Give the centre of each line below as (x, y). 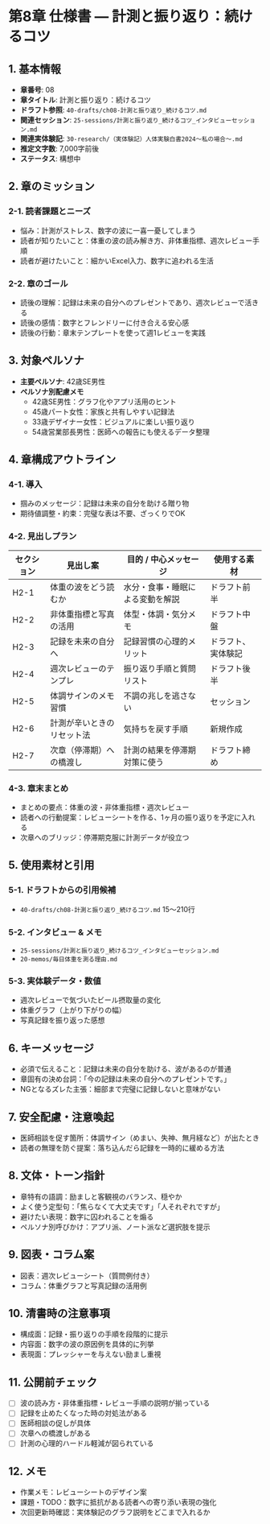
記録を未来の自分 (82, 641)
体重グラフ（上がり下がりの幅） (73, 1010)
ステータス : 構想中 (50, 159)
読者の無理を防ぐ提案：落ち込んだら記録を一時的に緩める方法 (122, 1147)
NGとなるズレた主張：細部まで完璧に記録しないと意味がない (120, 1089)
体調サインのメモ (82, 696)
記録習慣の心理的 (156, 641)
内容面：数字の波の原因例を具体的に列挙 (87, 1344)
